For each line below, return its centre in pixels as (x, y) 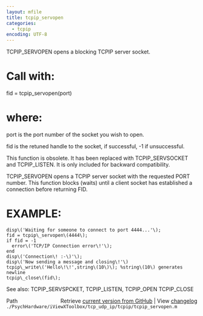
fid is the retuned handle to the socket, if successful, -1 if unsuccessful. (95, 146)
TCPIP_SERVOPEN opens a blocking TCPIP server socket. (78, 52)
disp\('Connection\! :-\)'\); (45, 256)
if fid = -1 (21, 241)
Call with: (31, 76)
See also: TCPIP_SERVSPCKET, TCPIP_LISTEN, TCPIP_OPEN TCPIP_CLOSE (100, 289)
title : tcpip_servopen (35, 18)
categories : (21, 23)
